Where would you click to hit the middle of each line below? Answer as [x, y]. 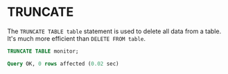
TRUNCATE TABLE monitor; [43, 51]
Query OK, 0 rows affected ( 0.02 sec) [63, 64]
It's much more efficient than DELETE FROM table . [77, 38]
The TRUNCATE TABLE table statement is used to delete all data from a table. [114, 31]
